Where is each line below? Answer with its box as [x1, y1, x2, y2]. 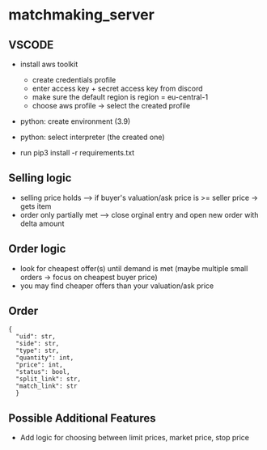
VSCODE [8, 38, 54, 52]
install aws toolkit [19, 59, 78, 69]
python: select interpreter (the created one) [19, 132, 165, 142]
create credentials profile [32, 75, 117, 84]
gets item [19, 201, 52, 211]
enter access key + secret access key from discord [32, 83, 204, 93]
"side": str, [15, 340, 60, 348]
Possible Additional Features [8, 411, 156, 425]
